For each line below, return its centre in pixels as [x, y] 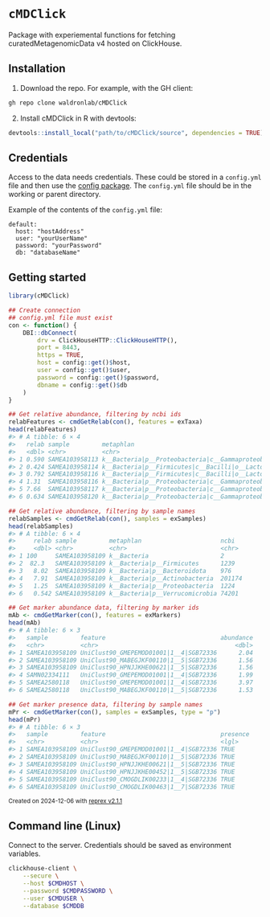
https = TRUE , [61, 355]
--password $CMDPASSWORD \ [68, 890]
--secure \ [41, 876]
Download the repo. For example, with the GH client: [106, 88]
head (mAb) [25, 623]
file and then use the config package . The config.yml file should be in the [130, 186]
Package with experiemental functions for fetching [92, 35]
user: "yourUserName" [52, 239]
